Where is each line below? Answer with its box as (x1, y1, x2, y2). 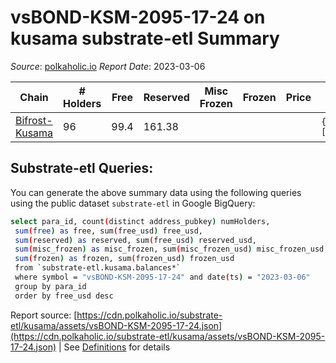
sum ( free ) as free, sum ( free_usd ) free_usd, (14, 226, 203, 236)
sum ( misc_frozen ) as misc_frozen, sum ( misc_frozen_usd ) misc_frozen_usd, (14, 244, 329, 255)
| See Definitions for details (58, 341, 171, 353)
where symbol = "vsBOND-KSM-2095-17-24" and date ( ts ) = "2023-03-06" (14, 272, 311, 282)
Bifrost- (15, 113, 53, 127)
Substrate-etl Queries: (10, 160, 154, 177)
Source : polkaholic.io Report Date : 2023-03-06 (10, 60, 206, 72)
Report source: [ (10, 309, 78, 321)
